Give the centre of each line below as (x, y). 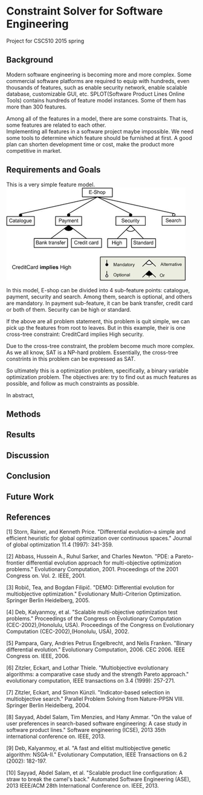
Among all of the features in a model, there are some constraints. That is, (97, 118)
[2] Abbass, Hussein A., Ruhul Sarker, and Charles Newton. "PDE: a (90, 557)
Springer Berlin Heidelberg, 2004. (48, 705)
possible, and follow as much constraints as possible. (72, 383)
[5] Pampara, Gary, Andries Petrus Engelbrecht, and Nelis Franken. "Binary (99, 643)
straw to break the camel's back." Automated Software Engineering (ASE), (99, 779)
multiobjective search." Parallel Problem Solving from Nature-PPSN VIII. (95, 699)
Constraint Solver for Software (85, 11)
